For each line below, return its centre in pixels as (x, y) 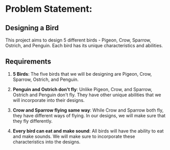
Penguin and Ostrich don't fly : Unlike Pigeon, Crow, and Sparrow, (82, 89)
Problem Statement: (49, 9)
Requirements (28, 62)
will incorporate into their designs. (49, 100)
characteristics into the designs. (47, 142)
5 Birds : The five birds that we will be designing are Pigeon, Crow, (82, 74)
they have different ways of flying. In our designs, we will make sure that (89, 115)
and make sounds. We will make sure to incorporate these (74, 136)
